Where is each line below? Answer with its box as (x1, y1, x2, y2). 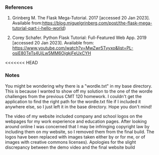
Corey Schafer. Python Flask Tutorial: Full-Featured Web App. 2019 (12, 35, 147, 40)
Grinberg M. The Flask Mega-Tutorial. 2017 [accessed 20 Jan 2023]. (12, 15, 150, 21)
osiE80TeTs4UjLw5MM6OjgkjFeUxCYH (12, 50, 91, 56)
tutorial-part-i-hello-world (12, 25, 64, 31)
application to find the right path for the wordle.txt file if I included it (5, 98, 141, 104)
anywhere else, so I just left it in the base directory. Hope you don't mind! (5, 104, 152, 110)
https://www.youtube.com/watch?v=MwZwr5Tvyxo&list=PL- (12, 45, 134, 51)
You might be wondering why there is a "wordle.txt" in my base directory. (5, 83, 153, 89)
